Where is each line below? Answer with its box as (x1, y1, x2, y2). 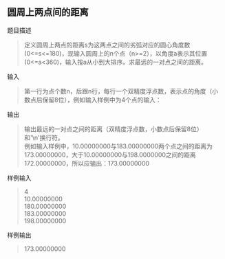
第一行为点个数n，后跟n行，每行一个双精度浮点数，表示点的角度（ (23, 87, 213, 95)
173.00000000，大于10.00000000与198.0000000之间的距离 (23, 150, 196, 159)
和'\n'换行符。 (23, 133, 64, 142)
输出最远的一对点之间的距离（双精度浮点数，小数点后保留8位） (23, 124, 203, 133)
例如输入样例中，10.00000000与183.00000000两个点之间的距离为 (23, 142, 213, 150)
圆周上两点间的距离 (7, 6, 89, 19)
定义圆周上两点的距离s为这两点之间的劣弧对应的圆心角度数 (23, 41, 191, 49)
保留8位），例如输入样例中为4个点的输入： (42, 95, 162, 104)
